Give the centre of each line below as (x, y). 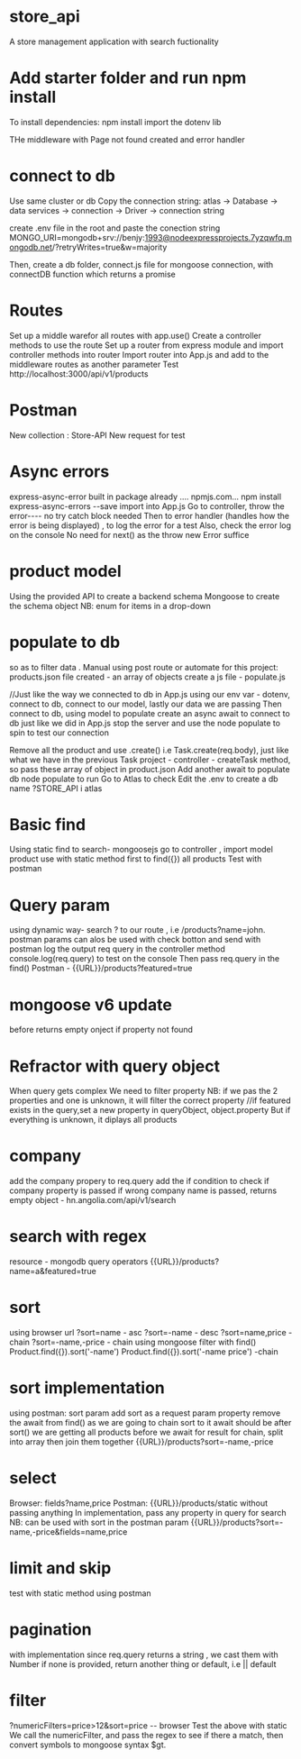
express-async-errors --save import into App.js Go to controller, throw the (147, 506)
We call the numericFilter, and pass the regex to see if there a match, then (146, 1735)
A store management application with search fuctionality (114, 41)
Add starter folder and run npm (128, 78)
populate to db (65, 642)
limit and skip (60, 1568)
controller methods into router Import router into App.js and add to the (139, 354)
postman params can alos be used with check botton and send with (135, 940)
